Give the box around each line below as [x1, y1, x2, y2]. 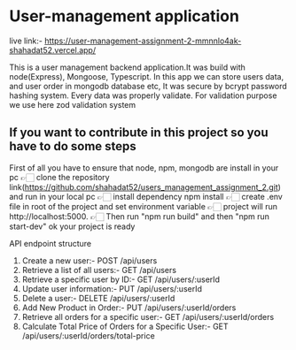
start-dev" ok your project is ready [9, 221, 136, 232]
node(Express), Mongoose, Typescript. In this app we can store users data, [9, 71, 284, 81]
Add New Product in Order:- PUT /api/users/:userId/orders [21, 302, 237, 313]
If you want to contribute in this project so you [9, 126, 269, 141]
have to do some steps [9, 139, 137, 154]
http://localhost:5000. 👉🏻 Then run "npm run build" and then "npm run [9, 210, 270, 222]
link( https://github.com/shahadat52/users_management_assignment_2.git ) [9, 181, 282, 192]
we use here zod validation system [9, 99, 136, 110]
